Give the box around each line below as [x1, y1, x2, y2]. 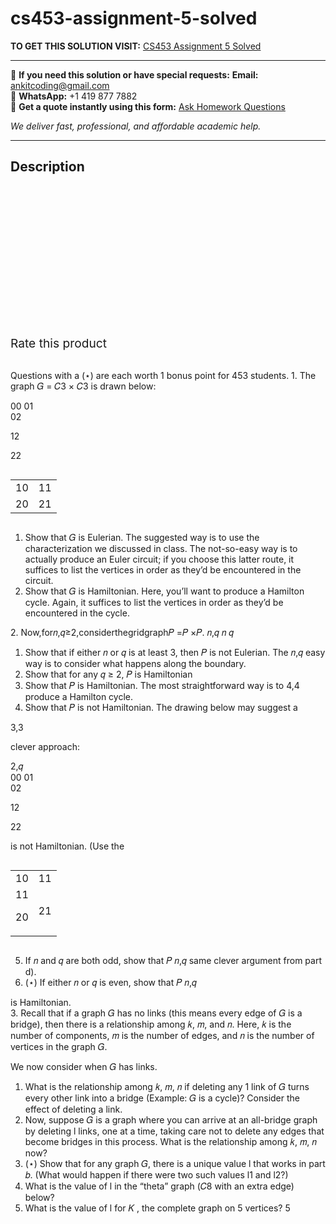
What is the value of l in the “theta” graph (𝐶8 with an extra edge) [24, 1180, 295, 1192]
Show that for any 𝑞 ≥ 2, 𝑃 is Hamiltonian [24, 668, 193, 680]
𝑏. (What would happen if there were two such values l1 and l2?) [24, 1168, 289, 1181]
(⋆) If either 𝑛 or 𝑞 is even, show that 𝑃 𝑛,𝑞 [24, 976, 197, 988]
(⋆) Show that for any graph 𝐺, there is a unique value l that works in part [24, 1157, 326, 1169]
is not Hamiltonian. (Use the [10, 840, 125, 852]
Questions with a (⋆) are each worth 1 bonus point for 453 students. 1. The [10, 369, 317, 381]
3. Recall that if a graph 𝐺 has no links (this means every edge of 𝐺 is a [10, 1007, 303, 1019]
